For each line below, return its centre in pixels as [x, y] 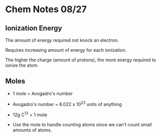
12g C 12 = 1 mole [30, 114]
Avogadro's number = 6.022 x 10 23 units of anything [67, 104]
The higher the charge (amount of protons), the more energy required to [81, 60]
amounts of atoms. [32, 130]
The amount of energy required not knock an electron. [62, 40]
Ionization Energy [34, 28]
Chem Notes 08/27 [46, 9]
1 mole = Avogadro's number [43, 93]
